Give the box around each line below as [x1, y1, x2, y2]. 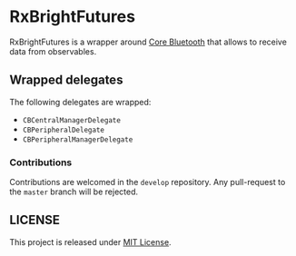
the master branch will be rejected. [9, 186, 139, 197]
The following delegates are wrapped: [9, 96, 152, 107]
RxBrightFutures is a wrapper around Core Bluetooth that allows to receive [9, 36, 288, 47]
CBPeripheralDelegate [22, 125, 104, 134]
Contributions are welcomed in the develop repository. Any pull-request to [9, 177, 286, 188]
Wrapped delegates [9, 73, 123, 88]
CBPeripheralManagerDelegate [22, 134, 133, 144]
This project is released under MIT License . [9, 236, 172, 247]
